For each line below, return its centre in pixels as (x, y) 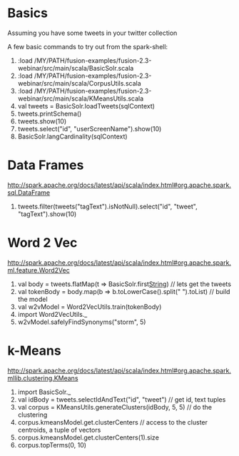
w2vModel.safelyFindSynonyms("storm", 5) (82, 322)
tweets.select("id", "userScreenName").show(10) (90, 128)
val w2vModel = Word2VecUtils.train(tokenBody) (90, 306)
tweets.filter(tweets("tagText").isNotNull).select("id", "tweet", (107, 206)
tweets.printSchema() (50, 113)
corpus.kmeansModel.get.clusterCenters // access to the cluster (113, 422)
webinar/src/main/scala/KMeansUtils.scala (81, 98)
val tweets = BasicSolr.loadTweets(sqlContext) (86, 106)
